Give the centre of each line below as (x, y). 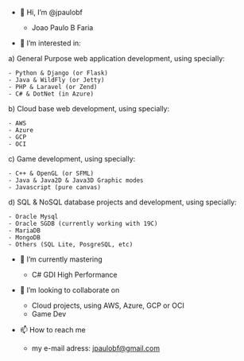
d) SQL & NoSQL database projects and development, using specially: (122, 202)
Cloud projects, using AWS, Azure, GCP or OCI (108, 305)
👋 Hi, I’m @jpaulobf (51, 12)
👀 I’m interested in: (50, 43)
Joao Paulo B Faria (62, 27)
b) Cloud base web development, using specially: (89, 109)
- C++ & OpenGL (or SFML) (51, 173)
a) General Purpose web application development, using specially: (116, 58)
